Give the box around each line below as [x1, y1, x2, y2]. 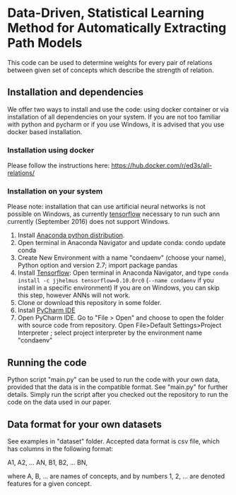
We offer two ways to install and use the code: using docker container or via [7, 105, 229, 114]
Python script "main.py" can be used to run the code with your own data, [7, 376, 220, 384]
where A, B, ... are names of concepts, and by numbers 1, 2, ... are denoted [7, 472, 225, 480]
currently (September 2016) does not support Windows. [7, 217, 170, 226]
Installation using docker [7, 145, 95, 155]
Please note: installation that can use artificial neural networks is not [7, 203, 206, 211]
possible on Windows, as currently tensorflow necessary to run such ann [7, 210, 220, 218]
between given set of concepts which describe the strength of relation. [7, 66, 214, 74]
